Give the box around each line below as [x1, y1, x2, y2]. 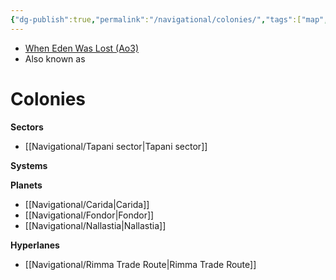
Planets [10, 179, 43, 191]
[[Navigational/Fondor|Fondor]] [24, 209, 155, 221]
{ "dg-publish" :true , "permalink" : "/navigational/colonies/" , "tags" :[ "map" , [10, 14, 329, 25]
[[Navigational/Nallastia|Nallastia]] [24, 219, 167, 231]
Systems [10, 159, 48, 171]
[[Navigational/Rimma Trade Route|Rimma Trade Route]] [24, 258, 257, 270]
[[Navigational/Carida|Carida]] [24, 198, 150, 210]
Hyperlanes [10, 239, 60, 251]
